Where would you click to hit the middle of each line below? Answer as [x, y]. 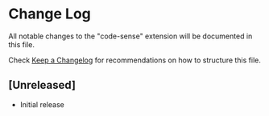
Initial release [42, 104]
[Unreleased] [42, 85]
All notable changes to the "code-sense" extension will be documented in [130, 36]
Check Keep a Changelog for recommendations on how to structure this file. [135, 60]
